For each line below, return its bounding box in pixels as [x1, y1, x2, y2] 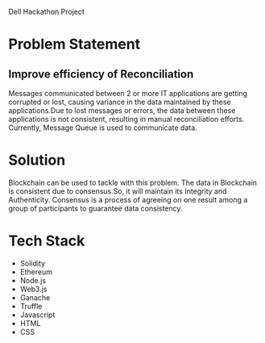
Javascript [19, 310, 56, 320]
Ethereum [19, 266, 52, 277]
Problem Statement [8, 36, 141, 53]
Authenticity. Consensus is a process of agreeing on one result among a [8, 195, 248, 204]
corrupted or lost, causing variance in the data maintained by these [8, 97, 231, 107]
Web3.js [19, 284, 48, 294]
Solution [8, 151, 66, 169]
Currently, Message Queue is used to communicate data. [8, 123, 197, 132]
